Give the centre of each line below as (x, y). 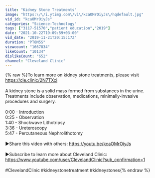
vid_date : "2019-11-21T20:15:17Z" (41, 38)
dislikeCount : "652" (27, 56)
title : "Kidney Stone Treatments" (41, 10)
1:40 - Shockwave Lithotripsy (35, 123)
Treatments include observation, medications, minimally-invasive (72, 96)
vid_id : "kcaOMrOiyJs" (29, 19)
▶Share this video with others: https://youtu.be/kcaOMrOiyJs (68, 144)
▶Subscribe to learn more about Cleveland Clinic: (56, 155)
